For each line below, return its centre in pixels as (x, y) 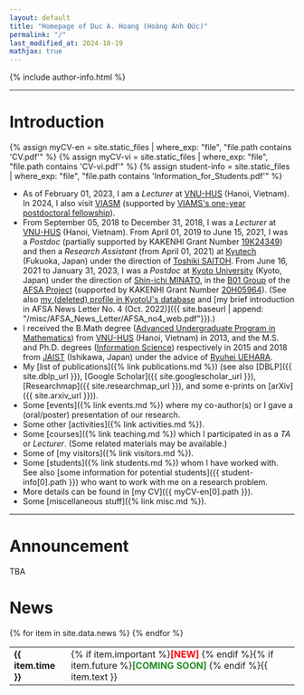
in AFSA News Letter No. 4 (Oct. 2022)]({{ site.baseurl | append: (143, 309)
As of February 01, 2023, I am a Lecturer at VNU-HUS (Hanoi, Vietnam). (156, 194)
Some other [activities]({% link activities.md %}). (114, 424)
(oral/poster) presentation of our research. (101, 415)
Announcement (69, 546)
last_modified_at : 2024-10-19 (66, 43)
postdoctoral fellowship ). (69, 213)
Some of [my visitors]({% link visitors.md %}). (108, 453)
